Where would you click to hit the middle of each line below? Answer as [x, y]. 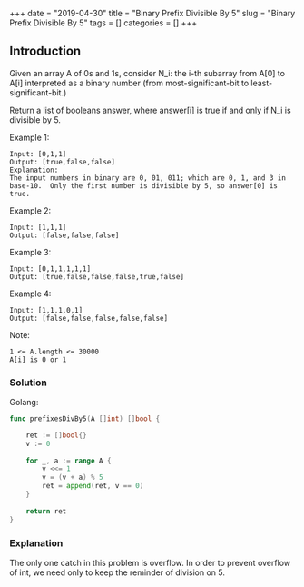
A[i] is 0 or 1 [38, 359]
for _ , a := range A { [69, 461]
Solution [29, 383]
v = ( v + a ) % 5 [73, 478]
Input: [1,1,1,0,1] [46, 310]
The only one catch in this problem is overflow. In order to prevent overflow [150, 562]
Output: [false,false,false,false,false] [89, 318]
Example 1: [29, 137]
